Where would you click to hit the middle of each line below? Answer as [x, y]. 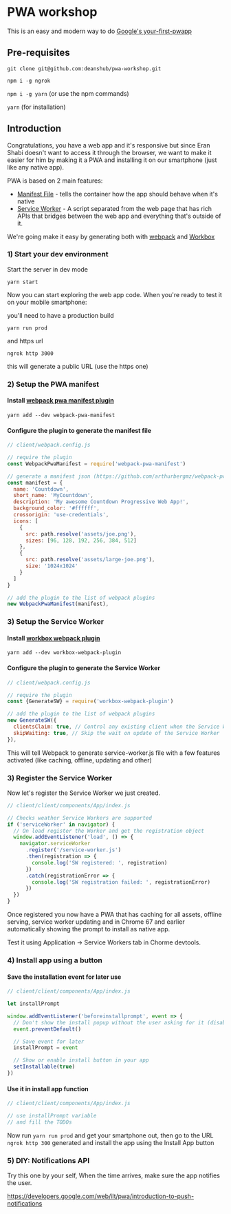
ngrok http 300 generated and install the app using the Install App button [111, 1142]
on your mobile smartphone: [47, 302]
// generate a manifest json [49, 476]
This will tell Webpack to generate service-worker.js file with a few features [114, 753]
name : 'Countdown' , [41, 489]
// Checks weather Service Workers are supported [80, 818]
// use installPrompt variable [52, 1116]
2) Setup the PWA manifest [53, 384]
